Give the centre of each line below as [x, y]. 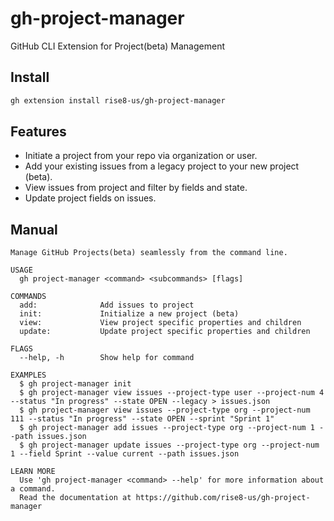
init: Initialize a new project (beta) [129, 314]
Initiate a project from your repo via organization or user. [141, 156]
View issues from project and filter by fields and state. [136, 188]
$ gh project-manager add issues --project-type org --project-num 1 [167, 428]
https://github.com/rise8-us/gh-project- [223, 498]
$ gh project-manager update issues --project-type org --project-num [169, 445]
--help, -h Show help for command [107, 358]
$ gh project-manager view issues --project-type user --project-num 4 [172, 393]
